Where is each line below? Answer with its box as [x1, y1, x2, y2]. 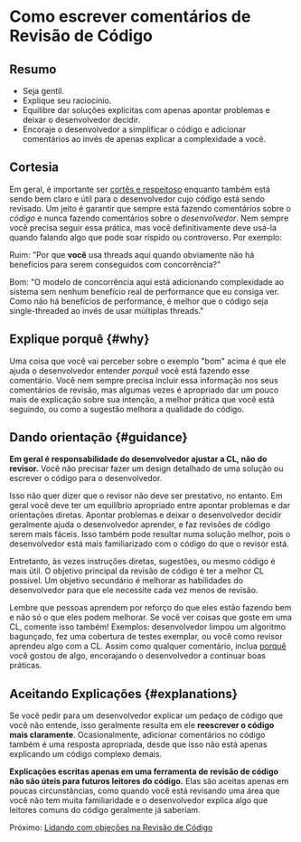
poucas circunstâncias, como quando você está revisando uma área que [9, 785, 280, 797]
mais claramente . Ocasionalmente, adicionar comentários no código [9, 730, 266, 741]
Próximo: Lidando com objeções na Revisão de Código [9, 822, 213, 833]
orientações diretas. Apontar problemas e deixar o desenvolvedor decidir [9, 509, 282, 521]
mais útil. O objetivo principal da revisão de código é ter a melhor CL [9, 565, 265, 576]
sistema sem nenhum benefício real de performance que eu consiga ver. [9, 286, 280, 297]
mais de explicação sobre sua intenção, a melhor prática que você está [9, 393, 275, 404]
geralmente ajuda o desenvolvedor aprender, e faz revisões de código [9, 519, 271, 530]
